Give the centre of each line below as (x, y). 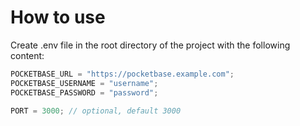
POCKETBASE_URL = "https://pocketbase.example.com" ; (122, 74)
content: (27, 55)
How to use (58, 17)
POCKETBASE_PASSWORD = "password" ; (84, 92)
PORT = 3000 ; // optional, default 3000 (96, 111)
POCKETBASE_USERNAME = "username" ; (84, 83)
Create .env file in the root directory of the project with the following (150, 45)
